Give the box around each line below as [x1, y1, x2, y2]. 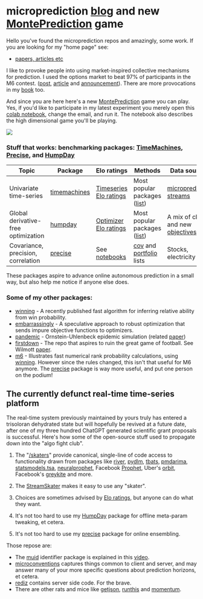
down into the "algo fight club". [6, 440, 83, 447]
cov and [133, 241, 156, 250]
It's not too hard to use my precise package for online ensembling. [14, 530, 181, 537]
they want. [14, 501, 42, 508]
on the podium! [14, 371, 53, 378]
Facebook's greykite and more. [14, 471, 92, 478]
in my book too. [6, 86, 45, 93]
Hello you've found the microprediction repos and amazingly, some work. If [6, 37, 194, 44]
